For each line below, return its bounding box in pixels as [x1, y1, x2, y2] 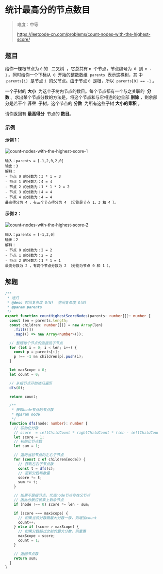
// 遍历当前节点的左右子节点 [14, 453, 64, 458]
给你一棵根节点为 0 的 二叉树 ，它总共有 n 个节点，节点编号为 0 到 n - [5, 65, 152, 71]
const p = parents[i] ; [14, 349, 60, 355]
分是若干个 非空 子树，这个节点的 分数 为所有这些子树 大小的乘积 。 [5, 100, 142, 106]
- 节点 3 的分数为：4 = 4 [5, 190, 52, 194]
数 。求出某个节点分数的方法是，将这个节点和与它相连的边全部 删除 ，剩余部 [5, 94, 158, 100]
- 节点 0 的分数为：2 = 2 [5, 248, 52, 253]
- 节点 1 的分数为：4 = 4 [5, 179, 52, 184]
